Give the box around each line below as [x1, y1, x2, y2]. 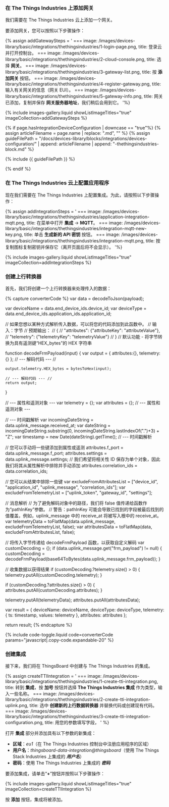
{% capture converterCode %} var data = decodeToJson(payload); [5, 295, 144, 301]
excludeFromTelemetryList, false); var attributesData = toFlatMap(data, [5, 524, 152, 530]
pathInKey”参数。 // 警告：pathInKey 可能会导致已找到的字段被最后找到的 [12, 506, 164, 512]
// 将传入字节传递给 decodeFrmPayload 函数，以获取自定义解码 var [5, 539, 145, 545]
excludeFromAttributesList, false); [5, 529, 76, 535]
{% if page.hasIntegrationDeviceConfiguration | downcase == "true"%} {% [5, 125, 161, 131]
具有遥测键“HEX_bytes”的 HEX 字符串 [14, 340, 92, 346]
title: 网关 [143, 93, 163, 99]
